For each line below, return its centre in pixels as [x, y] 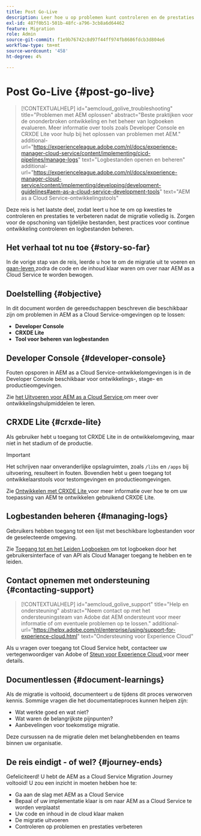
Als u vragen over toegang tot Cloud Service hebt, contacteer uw [87, 648]
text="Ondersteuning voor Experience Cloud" [137, 636]
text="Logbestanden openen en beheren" [133, 159]
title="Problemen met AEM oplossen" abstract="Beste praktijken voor [107, 114]
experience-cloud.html [49, 636]
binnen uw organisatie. [34, 743]
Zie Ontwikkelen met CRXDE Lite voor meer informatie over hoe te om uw [97, 491]
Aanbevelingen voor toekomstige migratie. [67, 725]
